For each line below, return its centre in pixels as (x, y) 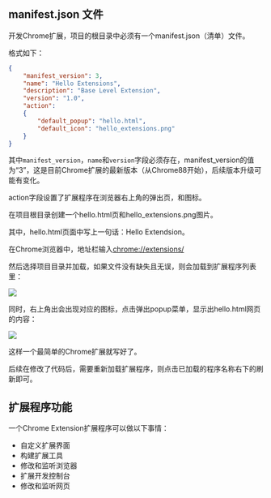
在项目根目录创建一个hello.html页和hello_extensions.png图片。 (113, 215)
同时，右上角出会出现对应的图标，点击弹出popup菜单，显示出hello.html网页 (135, 309)
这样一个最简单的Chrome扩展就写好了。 (75, 352)
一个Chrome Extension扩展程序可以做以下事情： (89, 428)
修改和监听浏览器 (49, 466)
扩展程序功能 (40, 407)
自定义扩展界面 (45, 445)
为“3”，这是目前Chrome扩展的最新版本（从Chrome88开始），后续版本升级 (131, 170)
